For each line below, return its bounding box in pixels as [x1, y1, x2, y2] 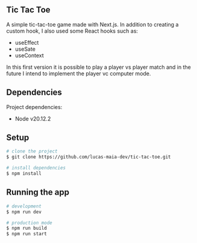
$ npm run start [6, 231, 47, 237]
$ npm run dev [6, 209, 42, 215]
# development [6, 203, 42, 209]
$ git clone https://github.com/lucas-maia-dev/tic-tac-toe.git [6, 154, 171, 160]
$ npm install [6, 171, 42, 177]
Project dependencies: [6, 103, 63, 110]
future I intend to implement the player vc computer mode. [6, 69, 151, 77]
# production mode [6, 219, 52, 226]
